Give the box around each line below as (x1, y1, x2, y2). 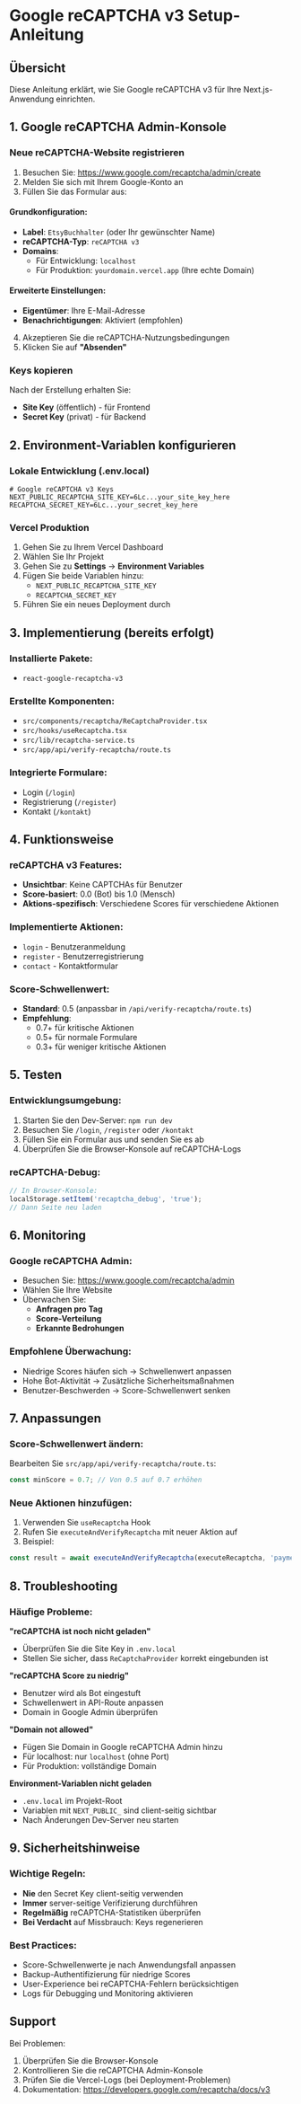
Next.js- (243, 84, 273, 94)
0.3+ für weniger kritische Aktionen (35, 1041, 167, 1052)
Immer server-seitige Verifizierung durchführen (21, 1897, 199, 1908)
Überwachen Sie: (21, 1295, 87, 1305)
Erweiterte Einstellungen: (9, 285, 106, 296)
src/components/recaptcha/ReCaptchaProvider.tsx (21, 717, 208, 726)
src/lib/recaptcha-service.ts (21, 736, 136, 746)
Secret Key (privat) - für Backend (21, 411, 146, 422)
